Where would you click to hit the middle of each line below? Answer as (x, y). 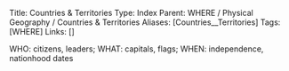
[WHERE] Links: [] (42, 32)
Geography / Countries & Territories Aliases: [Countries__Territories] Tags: (145, 22)
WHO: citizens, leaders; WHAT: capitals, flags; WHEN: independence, (136, 49)
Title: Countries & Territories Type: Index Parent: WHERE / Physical (131, 13)
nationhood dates (41, 58)
